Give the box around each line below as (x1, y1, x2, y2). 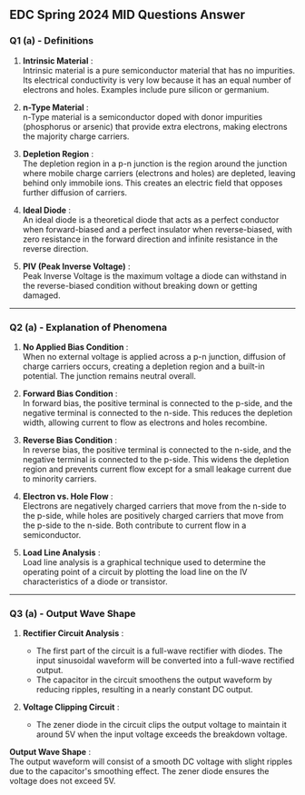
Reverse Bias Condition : (22, 434, 118, 445)
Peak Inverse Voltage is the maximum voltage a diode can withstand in (22, 270, 288, 281)
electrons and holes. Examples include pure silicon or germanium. (22, 84, 270, 94)
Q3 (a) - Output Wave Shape (9, 607, 136, 620)
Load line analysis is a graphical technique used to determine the (22, 556, 266, 567)
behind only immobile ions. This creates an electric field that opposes (22, 177, 283, 188)
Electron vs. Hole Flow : (22, 491, 113, 502)
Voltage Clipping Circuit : (22, 701, 120, 712)
